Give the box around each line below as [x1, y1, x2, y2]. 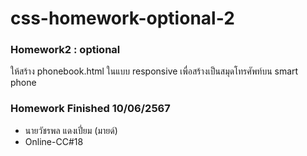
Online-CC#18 [24, 135, 84, 147]
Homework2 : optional [10, 43, 121, 57]
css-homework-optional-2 [10, 7, 235, 30]
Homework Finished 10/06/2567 [10, 102, 171, 116]
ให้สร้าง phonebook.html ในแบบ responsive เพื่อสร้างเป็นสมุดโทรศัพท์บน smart [10, 65, 299, 77]
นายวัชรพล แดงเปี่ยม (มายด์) [24, 124, 118, 136]
